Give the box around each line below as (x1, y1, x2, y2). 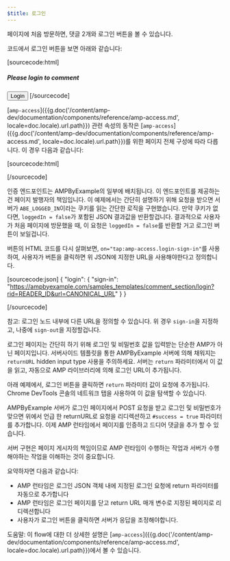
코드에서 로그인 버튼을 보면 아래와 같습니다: (7, 44, 123, 52)
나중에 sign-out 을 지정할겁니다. (16, 325, 101, 334)
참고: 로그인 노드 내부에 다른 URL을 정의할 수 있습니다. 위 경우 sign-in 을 (7, 316, 201, 325)
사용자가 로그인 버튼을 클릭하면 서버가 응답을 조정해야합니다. (16, 515, 179, 524)
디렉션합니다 (16, 507, 51, 515)
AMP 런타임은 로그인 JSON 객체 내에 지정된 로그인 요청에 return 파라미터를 (16, 481, 219, 490)
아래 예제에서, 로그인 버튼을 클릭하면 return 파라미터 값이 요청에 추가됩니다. (7, 380, 210, 388)
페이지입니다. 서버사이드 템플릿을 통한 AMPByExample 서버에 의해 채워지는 (14, 349, 216, 357)
